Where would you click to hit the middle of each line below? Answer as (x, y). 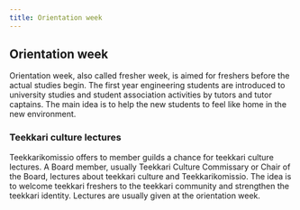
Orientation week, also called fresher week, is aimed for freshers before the (150, 76)
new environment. (43, 114)
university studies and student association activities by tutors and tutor (141, 95)
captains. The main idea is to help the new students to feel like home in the (148, 105)
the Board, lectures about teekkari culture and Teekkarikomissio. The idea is (150, 176)
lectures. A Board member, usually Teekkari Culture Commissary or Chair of (150, 167)
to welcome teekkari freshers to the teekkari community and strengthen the (150, 186)
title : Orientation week (56, 18)
